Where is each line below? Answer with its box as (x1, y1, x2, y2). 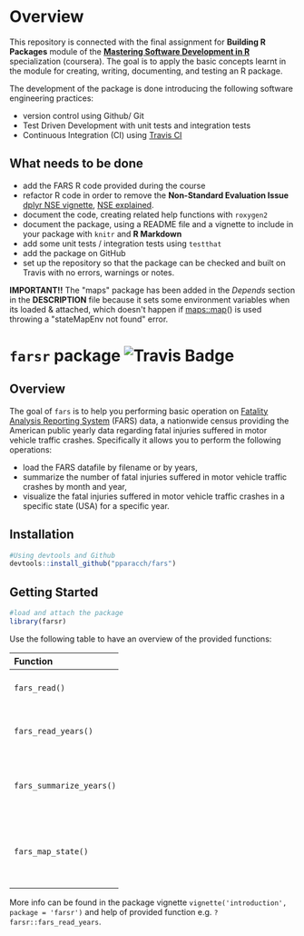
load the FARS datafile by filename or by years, (22, 462, 198, 473)
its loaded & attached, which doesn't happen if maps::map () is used (9, 304, 262, 314)
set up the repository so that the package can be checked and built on (22, 257, 286, 268)
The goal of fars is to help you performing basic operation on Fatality (9, 405, 269, 416)
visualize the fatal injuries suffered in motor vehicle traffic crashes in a (22, 491, 285, 502)
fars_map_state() (14, 846, 89, 856)
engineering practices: (9, 93, 93, 104)
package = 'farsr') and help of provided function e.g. (9, 906, 212, 917)
